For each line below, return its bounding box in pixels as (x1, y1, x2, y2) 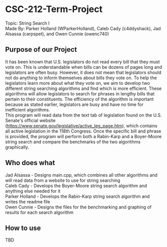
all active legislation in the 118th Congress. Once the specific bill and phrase (5, 128, 161, 134)
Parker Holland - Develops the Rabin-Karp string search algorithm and (5, 193, 150, 199)
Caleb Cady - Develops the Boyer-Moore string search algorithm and (5, 182, 147, 189)
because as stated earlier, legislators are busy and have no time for (5, 101, 143, 107)
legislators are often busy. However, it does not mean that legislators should (5, 69, 161, 75)
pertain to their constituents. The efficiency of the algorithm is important (5, 96, 154, 102)
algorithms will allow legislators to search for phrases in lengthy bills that (5, 90, 155, 96)
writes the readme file (5, 198, 50, 204)
